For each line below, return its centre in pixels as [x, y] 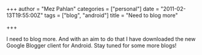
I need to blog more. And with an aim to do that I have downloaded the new [101, 39]
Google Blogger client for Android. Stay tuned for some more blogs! [92, 46]
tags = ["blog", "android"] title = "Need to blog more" [111, 15]
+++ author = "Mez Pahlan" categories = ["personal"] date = [83, 9]
